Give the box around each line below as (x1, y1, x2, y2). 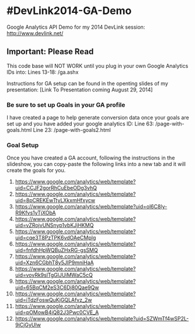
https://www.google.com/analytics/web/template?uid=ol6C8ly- (15, 203, 168, 210)
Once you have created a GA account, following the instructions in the (6, 154, 175, 162)
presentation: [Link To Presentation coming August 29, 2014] (6, 86, 153, 93)
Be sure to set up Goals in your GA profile (6, 101, 126, 109)
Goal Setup (6, 141, 39, 149)
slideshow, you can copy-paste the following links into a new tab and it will (6, 161, 186, 168)
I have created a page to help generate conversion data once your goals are (6, 114, 189, 121)
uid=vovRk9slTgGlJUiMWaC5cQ (15, 271, 93, 279)
